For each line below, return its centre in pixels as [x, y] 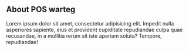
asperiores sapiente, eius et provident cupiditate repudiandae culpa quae [95, 30]
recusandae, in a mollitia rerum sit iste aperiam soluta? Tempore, [84, 36]
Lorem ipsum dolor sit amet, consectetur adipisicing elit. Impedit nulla [90, 23]
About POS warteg [41, 10]
